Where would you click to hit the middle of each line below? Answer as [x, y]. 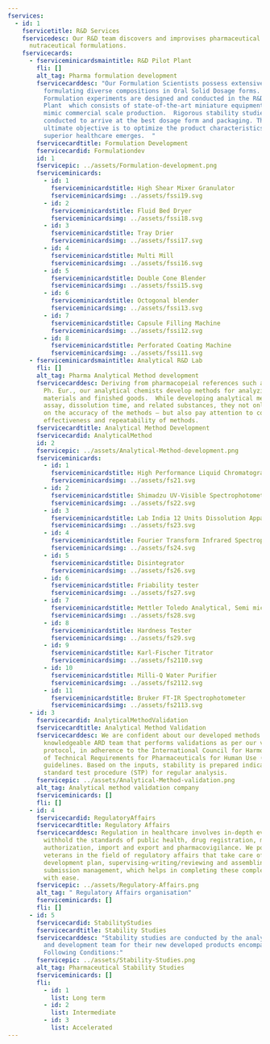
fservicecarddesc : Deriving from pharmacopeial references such [147, 383]
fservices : [26, 16]
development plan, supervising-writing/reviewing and [135, 863]
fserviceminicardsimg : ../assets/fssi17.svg [127, 241]
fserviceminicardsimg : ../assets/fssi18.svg [127, 218]
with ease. [62, 878]
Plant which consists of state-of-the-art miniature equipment [154, 106]
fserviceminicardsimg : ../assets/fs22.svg [123, 503]
